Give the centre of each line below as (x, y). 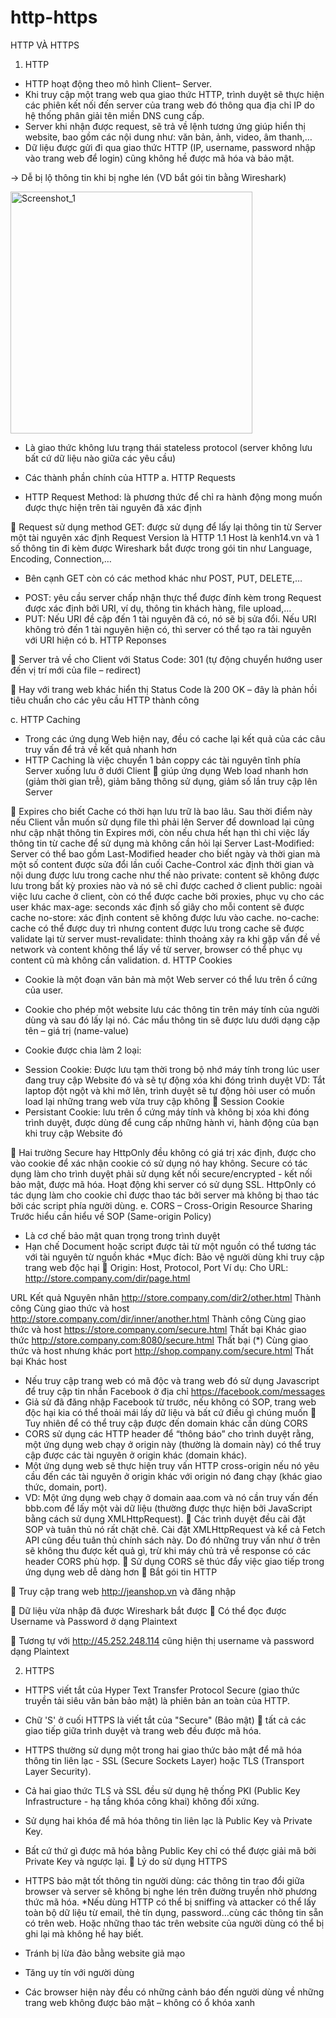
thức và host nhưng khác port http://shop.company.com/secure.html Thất (162, 1350)
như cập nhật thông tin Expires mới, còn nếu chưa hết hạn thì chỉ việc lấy (160, 832)
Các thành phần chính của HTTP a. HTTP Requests (130, 477)
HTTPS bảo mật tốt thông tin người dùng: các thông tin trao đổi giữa (164, 1880)
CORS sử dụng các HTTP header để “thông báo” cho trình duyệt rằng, (169, 1433)
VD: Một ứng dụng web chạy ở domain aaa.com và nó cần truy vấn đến (171, 1497)
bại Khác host (39, 1361)
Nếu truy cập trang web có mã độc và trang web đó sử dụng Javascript (172, 1380)
